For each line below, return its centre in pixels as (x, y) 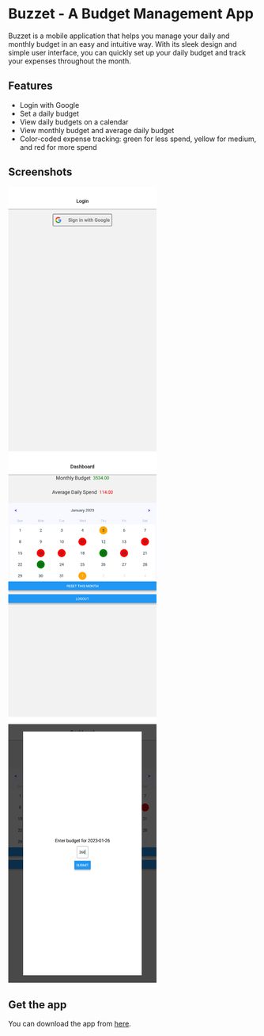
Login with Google (49, 105)
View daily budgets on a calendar (74, 122)
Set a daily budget (49, 113)
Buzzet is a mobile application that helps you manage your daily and (119, 36)
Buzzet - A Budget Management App (131, 14)
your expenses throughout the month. (70, 61)
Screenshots (40, 172)
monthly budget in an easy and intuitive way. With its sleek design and (123, 44)
